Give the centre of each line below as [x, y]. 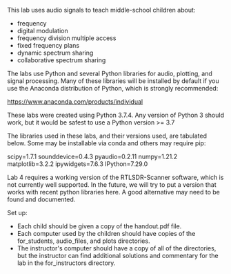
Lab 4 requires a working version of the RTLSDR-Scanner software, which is [115, 177]
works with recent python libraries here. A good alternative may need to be [114, 192]
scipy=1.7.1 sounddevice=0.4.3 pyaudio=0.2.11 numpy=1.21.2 [92, 156]
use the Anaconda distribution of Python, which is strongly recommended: [113, 88]
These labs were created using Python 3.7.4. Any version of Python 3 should [116, 115]
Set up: [17, 213]
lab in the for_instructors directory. [66, 263]
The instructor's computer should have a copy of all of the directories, [117, 248]
